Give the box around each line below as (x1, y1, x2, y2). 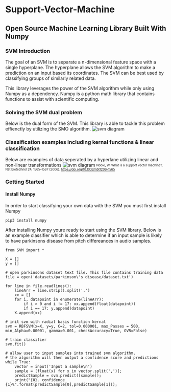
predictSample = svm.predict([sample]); (14, 373, 102, 378)
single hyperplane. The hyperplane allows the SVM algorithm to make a (5, 64, 156, 70)
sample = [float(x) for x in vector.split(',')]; (14, 368, 123, 374)
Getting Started (5, 178, 44, 185)
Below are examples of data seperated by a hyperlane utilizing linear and (5, 157, 159, 163)
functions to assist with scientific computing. (5, 96, 100, 102)
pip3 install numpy (5, 217, 47, 223)
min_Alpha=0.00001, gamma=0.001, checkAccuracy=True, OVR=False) (5, 328, 147, 333)
